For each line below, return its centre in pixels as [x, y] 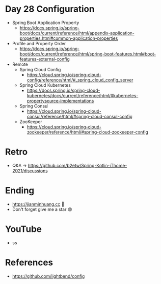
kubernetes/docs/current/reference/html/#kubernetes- [82, 95]
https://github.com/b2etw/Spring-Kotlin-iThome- [77, 165]
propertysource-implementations [60, 101]
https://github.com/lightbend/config [48, 276]
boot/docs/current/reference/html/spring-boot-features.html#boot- [88, 54]
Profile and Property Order [39, 43]
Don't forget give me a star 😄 [42, 209]
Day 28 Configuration [50, 9]
